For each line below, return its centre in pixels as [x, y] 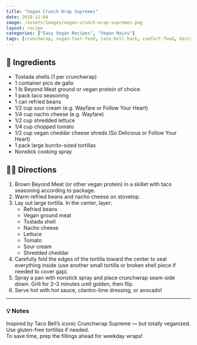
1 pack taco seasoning [42, 95]
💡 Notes [18, 310]
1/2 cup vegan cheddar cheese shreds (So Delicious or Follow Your [96, 133]
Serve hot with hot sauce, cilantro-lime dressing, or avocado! [88, 290]
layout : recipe [25, 28]
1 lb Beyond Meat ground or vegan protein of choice [77, 89]
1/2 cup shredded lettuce [45, 120]
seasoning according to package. [55, 190]
